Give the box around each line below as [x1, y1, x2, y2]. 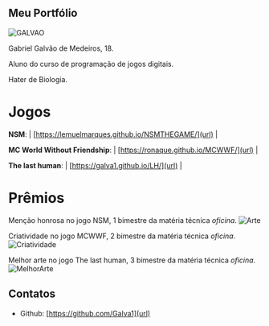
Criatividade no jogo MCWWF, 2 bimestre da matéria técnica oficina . [8, 231, 236, 241]
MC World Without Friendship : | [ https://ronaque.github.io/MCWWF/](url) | [8, 145, 259, 155]
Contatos [8, 287, 56, 301]
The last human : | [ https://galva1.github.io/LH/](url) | [8, 160, 182, 170]
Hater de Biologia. [8, 74, 68, 84]
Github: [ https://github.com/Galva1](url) [19, 308, 151, 318]
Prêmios [8, 188, 65, 207]
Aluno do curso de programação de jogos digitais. [8, 59, 174, 68]
